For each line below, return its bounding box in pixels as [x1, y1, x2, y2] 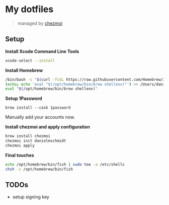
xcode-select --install [5, 58, 55, 63]
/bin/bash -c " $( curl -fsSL [5, 77, 64, 82]
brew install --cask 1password [5, 105, 71, 111]
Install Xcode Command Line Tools [5, 48, 79, 54]
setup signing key [12, 194, 49, 200]
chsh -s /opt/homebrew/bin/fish [5, 167, 73, 172]
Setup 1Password [5, 95, 42, 101]
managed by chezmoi [17, 20, 63, 26]
